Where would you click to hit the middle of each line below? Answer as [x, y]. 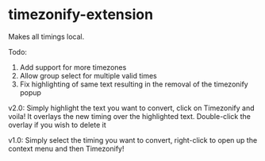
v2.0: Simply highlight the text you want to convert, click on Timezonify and [132, 108]
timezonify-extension [81, 15]
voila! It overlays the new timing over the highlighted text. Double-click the [130, 116]
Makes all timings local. [46, 36]
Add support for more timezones [73, 67]
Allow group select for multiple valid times [88, 75]
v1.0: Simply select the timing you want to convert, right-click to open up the [133, 140]
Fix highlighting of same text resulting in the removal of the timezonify [134, 84]
